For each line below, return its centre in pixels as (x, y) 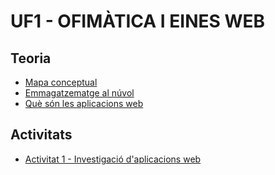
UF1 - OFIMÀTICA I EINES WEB (138, 21)
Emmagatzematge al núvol (79, 93)
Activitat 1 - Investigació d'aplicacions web (113, 159)
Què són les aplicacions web (84, 103)
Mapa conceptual (61, 82)
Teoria (31, 58)
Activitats (41, 135)
